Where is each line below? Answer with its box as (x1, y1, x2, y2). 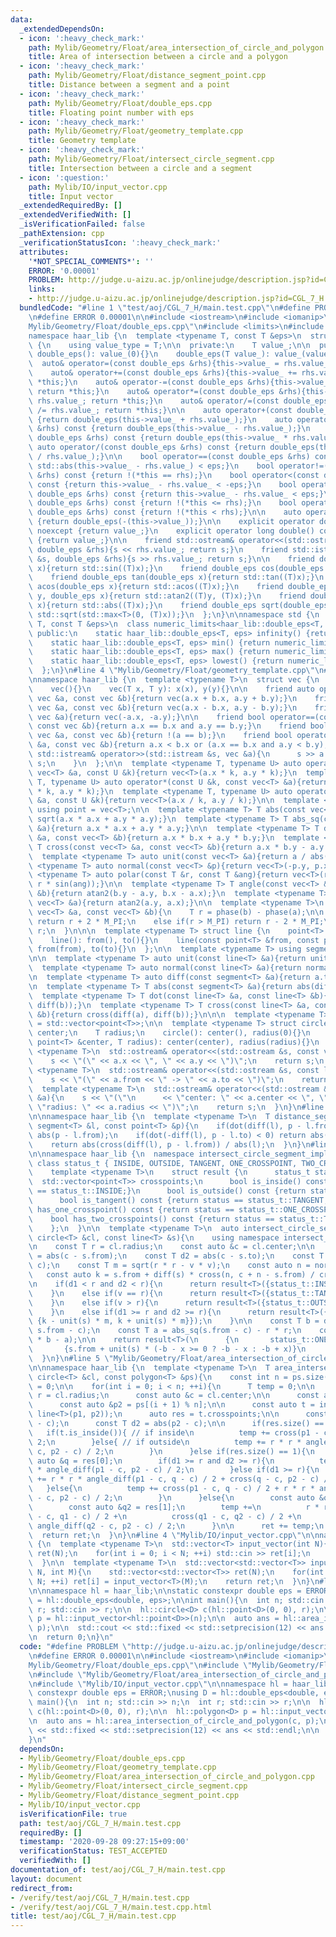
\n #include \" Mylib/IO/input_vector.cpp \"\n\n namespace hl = (28, 1679, 288, 1689)
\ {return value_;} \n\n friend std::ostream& (28, 535, 235, 545)
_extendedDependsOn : (19, 24, 105, 34)
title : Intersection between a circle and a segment (28, 163, 253, 173)
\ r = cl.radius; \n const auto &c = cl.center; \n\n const (28, 1391, 320, 1401)
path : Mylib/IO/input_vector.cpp (28, 182, 168, 192)
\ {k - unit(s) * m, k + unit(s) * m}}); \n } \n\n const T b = (28, 1316, 320, 1326)
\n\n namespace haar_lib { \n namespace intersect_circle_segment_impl (28, 1149, 329, 1159)
